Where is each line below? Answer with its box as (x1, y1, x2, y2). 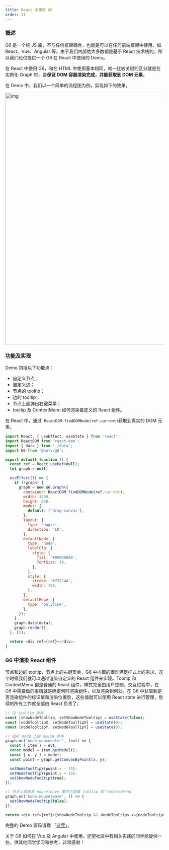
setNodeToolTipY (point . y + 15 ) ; (10, 771, 78, 776)
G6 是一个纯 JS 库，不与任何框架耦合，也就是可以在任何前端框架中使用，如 (5, 42, 161, 48)
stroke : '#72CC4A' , (32, 579, 73, 584)
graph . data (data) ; (14, 620, 53, 626)
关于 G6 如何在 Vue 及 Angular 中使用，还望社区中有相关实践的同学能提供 (5, 833, 158, 839)
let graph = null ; (10, 466, 49, 471)
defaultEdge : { (23, 597, 55, 602)
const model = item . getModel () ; (10, 748, 78, 753)
